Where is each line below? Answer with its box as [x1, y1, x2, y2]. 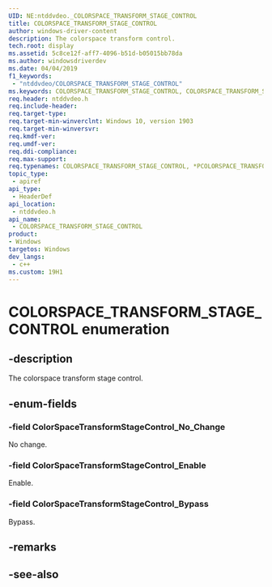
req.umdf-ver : [8, 139, 57, 148]
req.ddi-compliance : [8, 147, 79, 155]
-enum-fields [8, 397, 77, 410]
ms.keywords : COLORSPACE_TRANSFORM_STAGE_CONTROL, [8, 87, 183, 96]
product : [8, 230, 38, 239]
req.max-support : [8, 155, 67, 163]
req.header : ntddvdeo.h [8, 95, 89, 103]
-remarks [8, 540, 57, 555]
